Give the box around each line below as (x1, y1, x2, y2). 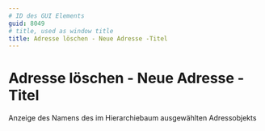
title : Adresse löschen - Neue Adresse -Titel (8, 34, 168, 43)
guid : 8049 (8, 19, 45, 27)
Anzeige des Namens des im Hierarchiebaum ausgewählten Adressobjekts (8, 113, 257, 123)
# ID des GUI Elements (8, 11, 85, 20)
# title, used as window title (8, 27, 114, 35)
